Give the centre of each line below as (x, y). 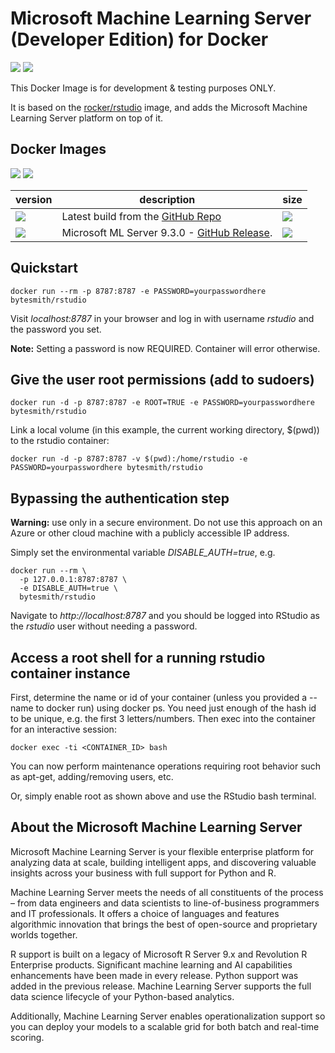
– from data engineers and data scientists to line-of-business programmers (165, 903)
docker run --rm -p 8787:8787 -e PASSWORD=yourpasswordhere (138, 291)
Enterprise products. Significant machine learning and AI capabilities (151, 964)
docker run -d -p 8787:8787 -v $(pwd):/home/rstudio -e (129, 459)
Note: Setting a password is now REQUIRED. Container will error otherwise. (165, 348)
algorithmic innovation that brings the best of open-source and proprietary (164, 924)
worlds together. (44, 934)
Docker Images (58, 149)
